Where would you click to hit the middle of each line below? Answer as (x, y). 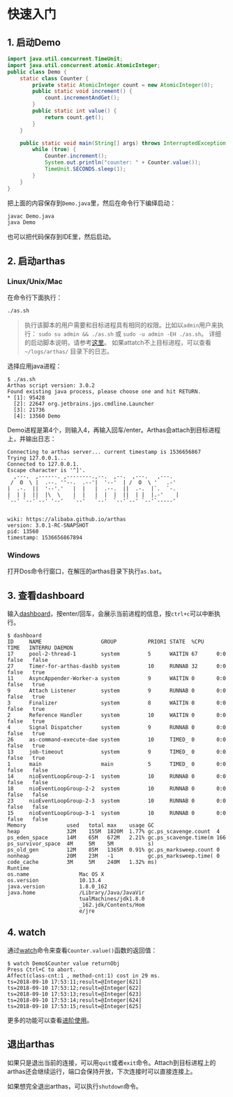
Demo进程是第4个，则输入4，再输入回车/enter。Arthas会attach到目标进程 (114, 430)
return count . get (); (74, 117)
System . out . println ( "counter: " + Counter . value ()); (122, 163)
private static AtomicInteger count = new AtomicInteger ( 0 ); (123, 85)
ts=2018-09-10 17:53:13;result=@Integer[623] (74, 994)
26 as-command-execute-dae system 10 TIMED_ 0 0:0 (117, 739)
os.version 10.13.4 (54, 880)
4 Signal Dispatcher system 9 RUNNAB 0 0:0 (117, 727)
